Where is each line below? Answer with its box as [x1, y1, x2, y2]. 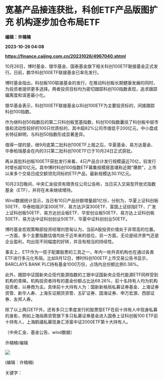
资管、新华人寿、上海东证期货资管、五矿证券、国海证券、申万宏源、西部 [5, 290, 150, 296]
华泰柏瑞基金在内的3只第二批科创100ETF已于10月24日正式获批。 [5, 148, 135, 153]
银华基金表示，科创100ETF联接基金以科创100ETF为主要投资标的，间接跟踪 [5, 102, 155, 108]
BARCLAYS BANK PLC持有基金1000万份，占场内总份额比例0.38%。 [5, 261, 142, 267]
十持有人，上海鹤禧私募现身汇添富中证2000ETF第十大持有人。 [5, 319, 131, 325]
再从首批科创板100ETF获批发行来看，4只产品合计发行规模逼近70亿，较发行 [5, 158, 156, 164]
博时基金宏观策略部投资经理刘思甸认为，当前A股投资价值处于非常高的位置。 [5, 226, 158, 232]
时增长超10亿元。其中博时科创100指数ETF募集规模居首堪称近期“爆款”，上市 [5, 164, 157, 170]
